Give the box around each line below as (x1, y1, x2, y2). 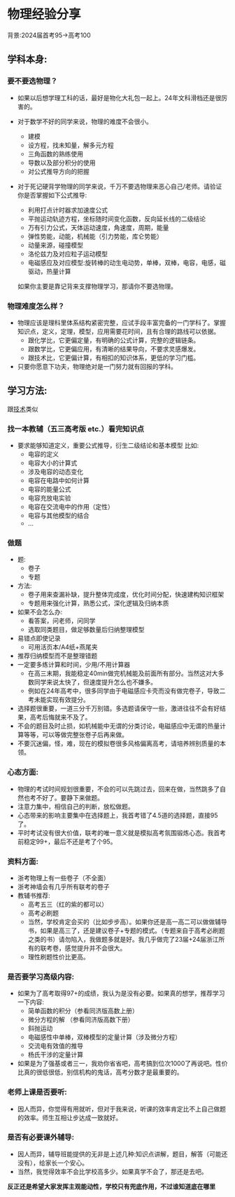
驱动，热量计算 (27, 267, 71, 276)
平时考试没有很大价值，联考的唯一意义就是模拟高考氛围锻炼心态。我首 (17, 828, 220, 837)
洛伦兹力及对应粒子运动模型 (27, 250, 108, 258)
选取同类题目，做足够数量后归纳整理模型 (27, 625, 145, 634)
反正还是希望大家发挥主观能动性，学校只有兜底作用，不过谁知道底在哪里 (7, 1182, 215, 1191)
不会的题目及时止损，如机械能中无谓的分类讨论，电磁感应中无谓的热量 (17, 722, 220, 730)
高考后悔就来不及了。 (29, 713, 92, 722)
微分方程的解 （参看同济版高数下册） (27, 1015, 134, 1024)
